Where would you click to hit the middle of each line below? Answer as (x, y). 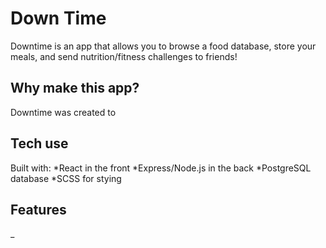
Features (38, 209)
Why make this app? (75, 88)
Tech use (39, 143)
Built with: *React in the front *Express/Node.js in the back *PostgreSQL (161, 168)
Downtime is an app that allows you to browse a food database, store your (163, 46)
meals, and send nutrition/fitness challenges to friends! (124, 56)
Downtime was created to (63, 112)
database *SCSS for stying (66, 178)
